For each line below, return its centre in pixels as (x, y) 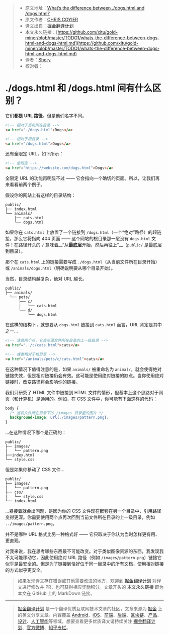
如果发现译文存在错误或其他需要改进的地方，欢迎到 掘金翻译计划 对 (87, 581)
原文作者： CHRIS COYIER (52, 19)
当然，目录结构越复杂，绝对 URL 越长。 (46, 279)
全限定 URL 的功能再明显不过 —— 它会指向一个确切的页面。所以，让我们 (80, 178)
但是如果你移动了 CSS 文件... (35, 470)
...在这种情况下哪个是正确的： (36, 432)
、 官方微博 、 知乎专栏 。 (46, 627)
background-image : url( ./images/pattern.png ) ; (59, 418)
